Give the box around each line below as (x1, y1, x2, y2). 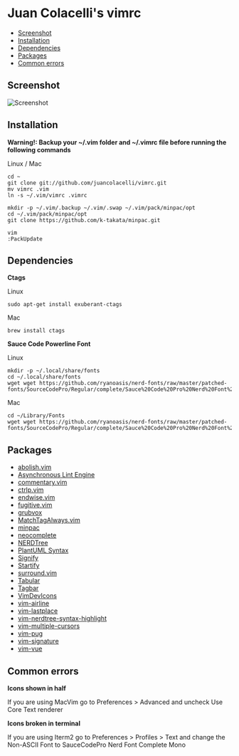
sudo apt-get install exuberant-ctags (7, 301, 122, 308)
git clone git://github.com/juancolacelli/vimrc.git (7, 179, 167, 187)
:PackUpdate (7, 235, 43, 243)
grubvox (17, 508, 43, 517)
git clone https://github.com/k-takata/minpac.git (7, 216, 161, 224)
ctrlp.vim (17, 485, 44, 494)
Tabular (17, 577, 41, 585)
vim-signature (17, 637, 59, 646)
